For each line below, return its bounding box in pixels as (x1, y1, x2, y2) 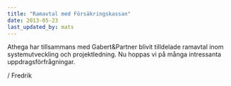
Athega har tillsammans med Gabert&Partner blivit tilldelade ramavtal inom (7, 43, 224, 51)
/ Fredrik (7, 71, 32, 80)
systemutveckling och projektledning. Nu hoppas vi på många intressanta (7, 50, 221, 59)
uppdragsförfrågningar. (7, 58, 76, 66)
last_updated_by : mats (7, 23, 74, 30)
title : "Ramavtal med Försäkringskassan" (7, 10, 131, 18)
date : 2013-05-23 (7, 17, 59, 24)
